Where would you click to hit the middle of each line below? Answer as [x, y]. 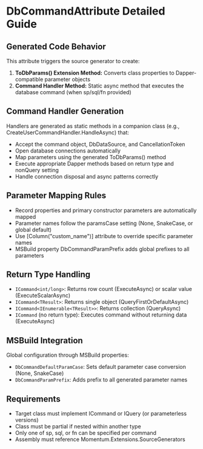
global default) [33, 230]
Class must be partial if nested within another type [78, 427]
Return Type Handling [48, 275]
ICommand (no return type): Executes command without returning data [101, 315]
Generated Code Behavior [56, 46]
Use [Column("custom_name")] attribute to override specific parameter [104, 236]
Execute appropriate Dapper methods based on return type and [94, 163]
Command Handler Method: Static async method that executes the [99, 86]
